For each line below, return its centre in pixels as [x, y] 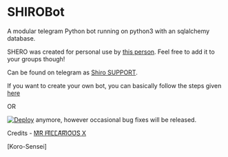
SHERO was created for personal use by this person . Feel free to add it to [111, 52]
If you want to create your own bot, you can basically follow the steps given [114, 85]
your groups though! [36, 59]
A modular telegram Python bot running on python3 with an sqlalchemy [108, 31]
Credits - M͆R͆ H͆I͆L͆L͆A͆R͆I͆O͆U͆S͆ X [47, 133]
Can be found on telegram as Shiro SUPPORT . [72, 72]
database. [21, 38]
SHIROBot [36, 12]
